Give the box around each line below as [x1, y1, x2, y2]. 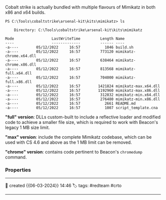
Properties [5, 166, 31, 173]
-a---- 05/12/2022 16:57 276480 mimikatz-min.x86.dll [5, 97, 161, 102]
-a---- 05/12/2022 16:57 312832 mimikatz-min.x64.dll [5, 92, 161, 97]
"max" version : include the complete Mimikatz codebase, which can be [5, 134, 152, 140]
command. [5, 154, 27, 160]
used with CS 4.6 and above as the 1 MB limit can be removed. [5, 139, 132, 145]
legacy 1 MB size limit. [5, 124, 50, 130]
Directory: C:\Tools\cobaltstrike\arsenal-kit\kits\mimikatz [14, 28, 142, 33]
